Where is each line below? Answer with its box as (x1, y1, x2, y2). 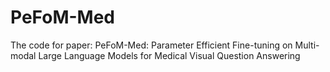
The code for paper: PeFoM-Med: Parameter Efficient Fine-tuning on (10, 39, 293, 51)
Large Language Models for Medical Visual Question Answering (38, 49, 301, 61)
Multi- (294, 39, 320, 51)
